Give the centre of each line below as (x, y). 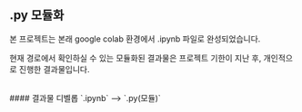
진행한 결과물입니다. (54, 69)
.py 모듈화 (37, 15)
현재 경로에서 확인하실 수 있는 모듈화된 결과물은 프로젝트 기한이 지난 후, (136, 58)
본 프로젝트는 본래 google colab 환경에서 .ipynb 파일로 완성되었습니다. (135, 39)
